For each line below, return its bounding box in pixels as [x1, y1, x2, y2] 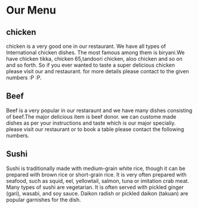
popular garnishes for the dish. [6, 196, 82, 203]
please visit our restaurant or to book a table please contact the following [6, 125, 184, 133]
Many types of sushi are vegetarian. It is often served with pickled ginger [6, 184, 184, 191]
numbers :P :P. [6, 74, 42, 81]
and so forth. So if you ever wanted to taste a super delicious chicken [6, 61, 176, 68]
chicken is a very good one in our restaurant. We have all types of [6, 43, 167, 50]
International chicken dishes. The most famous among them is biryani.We [6, 49, 185, 56]
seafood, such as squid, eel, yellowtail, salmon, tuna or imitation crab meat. [6, 177, 189, 184]
